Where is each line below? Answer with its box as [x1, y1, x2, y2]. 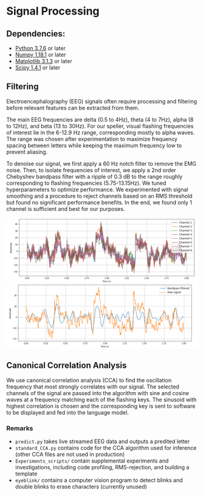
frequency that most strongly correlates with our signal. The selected [6, 383, 179, 390]
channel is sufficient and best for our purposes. [6, 205, 125, 212]
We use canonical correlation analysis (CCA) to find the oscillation [6, 376, 172, 384]
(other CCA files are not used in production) [15, 450, 125, 458]
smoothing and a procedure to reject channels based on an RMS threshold [6, 192, 193, 199]
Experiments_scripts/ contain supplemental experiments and [15, 457, 169, 464]
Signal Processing [6, 4, 100, 18]
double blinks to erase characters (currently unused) [15, 483, 147, 490]
